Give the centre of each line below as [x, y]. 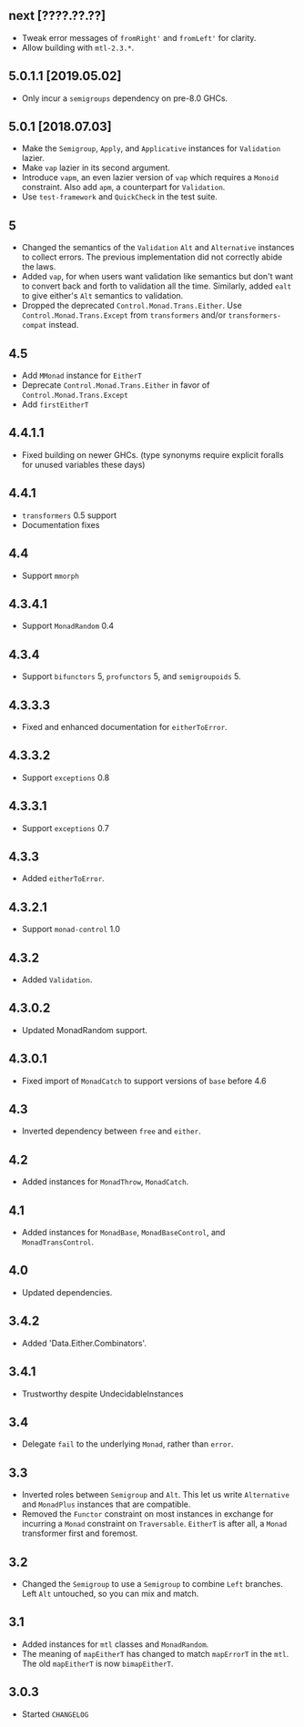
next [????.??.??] [57, 16]
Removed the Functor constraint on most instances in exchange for [147, 1514]
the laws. [39, 267]
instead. [64, 325]
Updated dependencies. [67, 1292]
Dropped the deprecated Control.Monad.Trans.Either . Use [132, 306]
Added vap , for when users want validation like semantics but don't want [157, 277]
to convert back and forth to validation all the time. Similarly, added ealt [157, 286]
